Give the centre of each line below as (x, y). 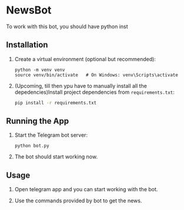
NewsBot (29, 10)
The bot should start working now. (56, 157)
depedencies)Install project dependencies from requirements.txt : (95, 92)
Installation (27, 45)
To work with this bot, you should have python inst (67, 26)
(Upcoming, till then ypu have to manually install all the (81, 86)
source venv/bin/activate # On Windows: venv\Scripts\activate (96, 75)
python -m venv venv (40, 70)
